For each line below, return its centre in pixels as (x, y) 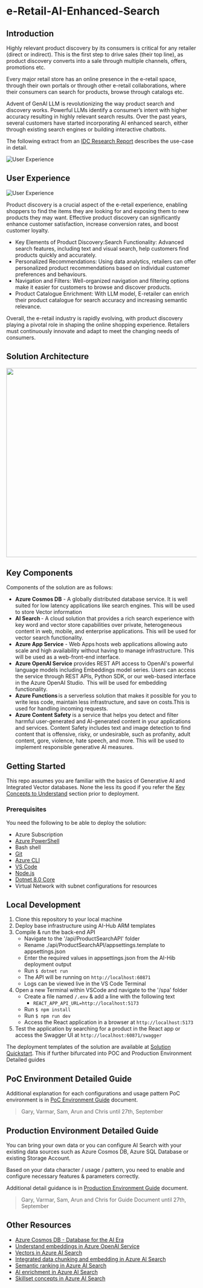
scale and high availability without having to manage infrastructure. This (105, 651)
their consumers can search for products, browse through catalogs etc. (95, 92)
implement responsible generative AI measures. (74, 747)
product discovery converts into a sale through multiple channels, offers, (97, 61)
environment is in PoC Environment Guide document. (72, 1100)
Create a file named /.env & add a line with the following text (99, 997)
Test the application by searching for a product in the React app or (98, 1029)
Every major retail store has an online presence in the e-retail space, (91, 79)
